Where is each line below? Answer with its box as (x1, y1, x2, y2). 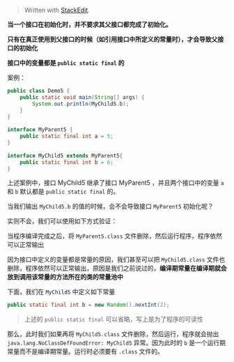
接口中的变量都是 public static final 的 (7, 59, 125, 67)
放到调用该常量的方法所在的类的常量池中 (7, 273, 123, 281)
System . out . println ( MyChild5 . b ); (32, 100, 130, 107)
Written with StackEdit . (24, 6, 91, 14)
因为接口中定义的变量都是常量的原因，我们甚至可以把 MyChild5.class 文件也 (7, 255, 226, 264)
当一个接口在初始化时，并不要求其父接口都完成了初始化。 (7, 20, 172, 29)
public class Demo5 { (7, 87, 70, 94)
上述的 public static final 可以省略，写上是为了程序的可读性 (24, 315, 203, 324)
